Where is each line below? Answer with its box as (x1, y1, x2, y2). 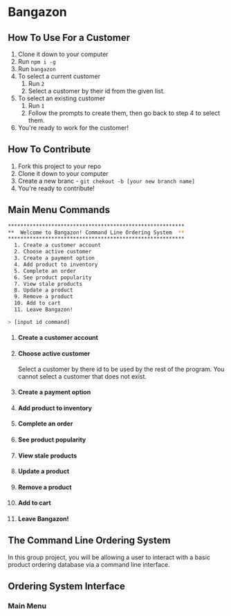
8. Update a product (14, 287, 73, 294)
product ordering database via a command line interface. (8, 560, 170, 568)
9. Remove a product (14, 293, 73, 300)
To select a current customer (17, 72, 101, 80)
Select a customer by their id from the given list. (28, 87, 165, 95)
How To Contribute (8, 143, 91, 156)
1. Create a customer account (14, 242, 101, 249)
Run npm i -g (17, 57, 56, 66)
